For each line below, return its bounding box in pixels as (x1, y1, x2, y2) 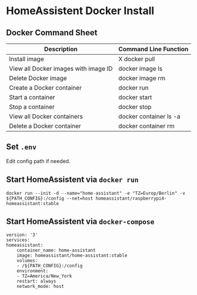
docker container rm (118, 122, 175, 130)
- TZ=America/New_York (16, 273, 72, 279)
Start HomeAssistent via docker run (6, 175, 139, 185)
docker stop (118, 103, 152, 111)
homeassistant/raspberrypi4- (95, 195, 167, 201)
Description (44, 45, 78, 53)
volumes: (16, 258, 38, 264)
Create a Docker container (9, 84, 82, 92)
